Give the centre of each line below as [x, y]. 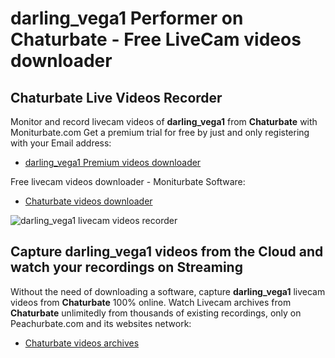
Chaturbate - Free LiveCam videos [156, 39]
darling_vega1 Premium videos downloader [113, 162]
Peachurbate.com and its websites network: [101, 323]
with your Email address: [61, 143]
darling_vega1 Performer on [127, 18]
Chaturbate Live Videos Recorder [116, 97]
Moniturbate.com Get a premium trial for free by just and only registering [160, 132]
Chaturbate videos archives [82, 343]
